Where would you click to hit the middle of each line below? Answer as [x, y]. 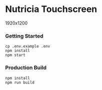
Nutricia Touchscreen [51, 9]
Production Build [26, 67]
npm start [15, 55]
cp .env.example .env [28, 46]
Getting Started [24, 36]
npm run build [20, 82]
